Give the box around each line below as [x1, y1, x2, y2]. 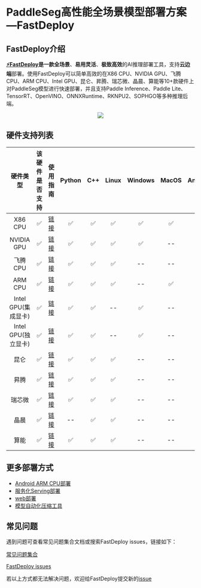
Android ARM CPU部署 [14, 479, 71, 487]
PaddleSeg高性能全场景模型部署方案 [6, 5, 187, 19]
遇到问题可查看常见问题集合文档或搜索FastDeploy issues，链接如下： [6, 538, 177, 546]
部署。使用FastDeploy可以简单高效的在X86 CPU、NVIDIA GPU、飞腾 [11, 70, 181, 77]
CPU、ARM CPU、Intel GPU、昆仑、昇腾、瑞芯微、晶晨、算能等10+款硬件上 [6, 78, 194, 84]
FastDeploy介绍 [6, 44, 66, 54]
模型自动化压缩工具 [14, 502, 63, 509]
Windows [127, 176, 155, 184]
